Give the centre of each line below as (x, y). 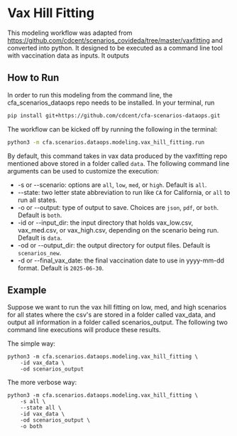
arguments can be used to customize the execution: (83, 171)
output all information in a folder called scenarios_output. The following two (118, 322)
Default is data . (40, 238)
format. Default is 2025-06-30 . (61, 267)
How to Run (33, 78)
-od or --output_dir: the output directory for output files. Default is (114, 245)
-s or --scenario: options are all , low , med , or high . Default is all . (112, 185)
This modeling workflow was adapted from (70, 33)
